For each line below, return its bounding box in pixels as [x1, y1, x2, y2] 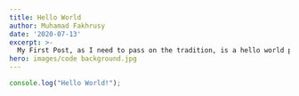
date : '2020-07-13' [9, 29, 82, 38]
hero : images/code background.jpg [9, 54, 138, 63]
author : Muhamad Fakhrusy [9, 21, 105, 30]
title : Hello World [9, 12, 82, 22]
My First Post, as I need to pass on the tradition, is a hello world [17, 46, 285, 55]
